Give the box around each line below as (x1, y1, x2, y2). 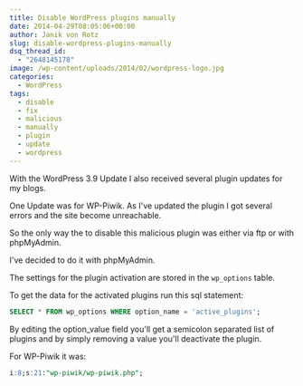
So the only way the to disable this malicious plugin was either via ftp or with (9, 227, 295, 238)
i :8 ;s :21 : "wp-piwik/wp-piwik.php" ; (9, 368, 144, 377)
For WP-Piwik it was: (9, 351, 87, 362)
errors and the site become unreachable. (9, 209, 162, 220)
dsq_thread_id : (9, 47, 67, 56)
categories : (9, 72, 54, 82)
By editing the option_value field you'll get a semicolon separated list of (9, 323, 275, 334)
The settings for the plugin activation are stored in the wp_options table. (9, 272, 276, 283)
